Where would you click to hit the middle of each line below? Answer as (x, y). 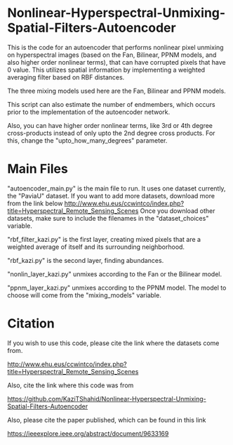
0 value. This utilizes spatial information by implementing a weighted (106, 70)
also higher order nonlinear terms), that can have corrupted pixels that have (116, 62)
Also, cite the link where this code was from (71, 385)
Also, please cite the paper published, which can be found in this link (107, 420)
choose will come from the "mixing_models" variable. (84, 295)
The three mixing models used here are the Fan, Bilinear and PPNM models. (116, 91)
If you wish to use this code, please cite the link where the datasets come (113, 343)
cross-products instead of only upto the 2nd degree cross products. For (111, 133)
